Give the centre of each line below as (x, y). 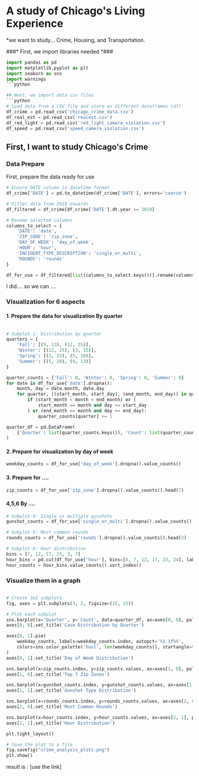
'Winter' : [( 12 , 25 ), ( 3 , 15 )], (57, 351)
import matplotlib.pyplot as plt (47, 68)
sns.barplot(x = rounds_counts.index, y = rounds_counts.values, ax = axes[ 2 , (98, 701)
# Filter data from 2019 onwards (47, 204)
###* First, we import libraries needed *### (60, 51)
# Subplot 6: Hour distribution (46, 549)
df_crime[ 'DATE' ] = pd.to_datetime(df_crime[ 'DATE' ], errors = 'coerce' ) (96, 193)
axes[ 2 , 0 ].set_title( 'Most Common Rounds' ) (62, 707)
